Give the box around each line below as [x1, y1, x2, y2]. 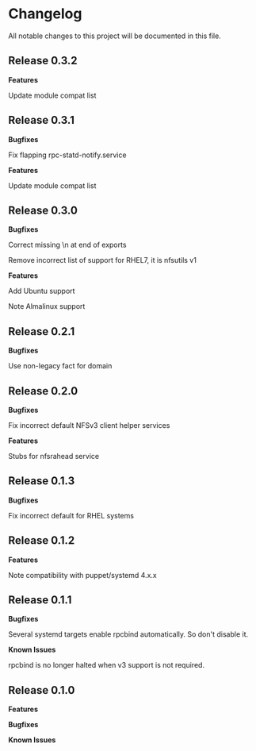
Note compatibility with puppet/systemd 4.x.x [8, 570, 157, 580]
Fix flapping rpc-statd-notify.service [8, 150, 127, 160]
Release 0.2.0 [8, 384, 78, 398]
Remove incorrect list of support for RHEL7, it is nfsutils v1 [8, 256, 197, 265]
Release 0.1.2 [8, 533, 75, 548]
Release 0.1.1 [8, 593, 72, 607]
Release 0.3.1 [8, 114, 75, 127]
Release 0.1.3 [8, 474, 75, 488]
